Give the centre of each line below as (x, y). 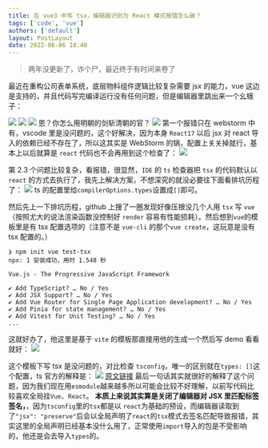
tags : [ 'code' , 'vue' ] (46, 23)
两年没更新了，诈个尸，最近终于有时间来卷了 (102, 69)
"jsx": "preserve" (46, 417)
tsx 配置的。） (30, 237)
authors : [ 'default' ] (44, 30)
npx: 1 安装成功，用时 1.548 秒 (57, 260)
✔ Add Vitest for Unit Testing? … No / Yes (82, 316)
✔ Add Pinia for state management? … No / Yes (87, 309)
